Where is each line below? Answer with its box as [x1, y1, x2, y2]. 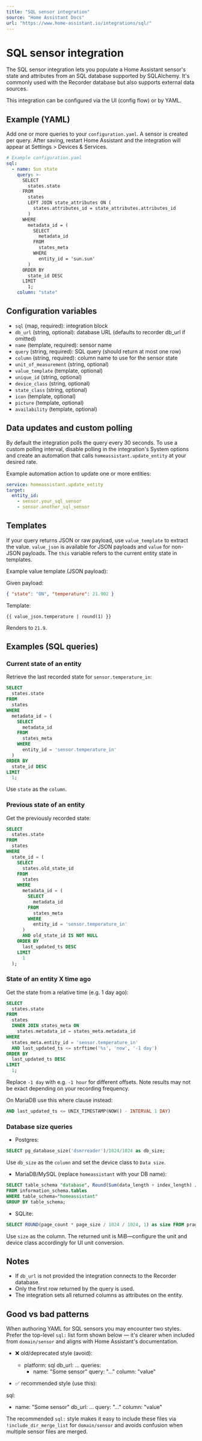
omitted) [14, 335, 36, 342]
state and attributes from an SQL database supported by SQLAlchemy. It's [6, 72, 190, 80]
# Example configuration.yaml [6, 155, 82, 161]
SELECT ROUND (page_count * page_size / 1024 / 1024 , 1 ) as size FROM [6, 1221, 185, 1227]
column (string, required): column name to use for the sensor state [14, 354, 178, 361]
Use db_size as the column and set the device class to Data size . [6, 1159, 166, 1166]
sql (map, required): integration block [14, 322, 108, 329]
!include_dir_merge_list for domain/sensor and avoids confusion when [6, 1422, 183, 1429]
